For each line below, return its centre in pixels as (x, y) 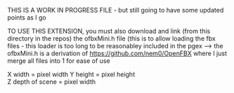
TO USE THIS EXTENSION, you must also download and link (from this (109, 31)
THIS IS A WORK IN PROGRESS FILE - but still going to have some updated (116, 10)
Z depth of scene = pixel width (52, 82)
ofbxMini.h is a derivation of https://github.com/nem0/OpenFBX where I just (117, 53)
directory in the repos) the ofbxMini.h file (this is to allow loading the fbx (111, 38)
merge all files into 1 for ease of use (59, 61)
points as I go (27, 17)
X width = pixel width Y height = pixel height (71, 74)
